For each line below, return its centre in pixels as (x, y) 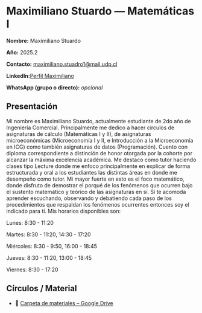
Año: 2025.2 (22, 52)
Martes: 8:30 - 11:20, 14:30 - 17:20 (49, 234)
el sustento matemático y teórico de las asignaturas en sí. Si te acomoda (96, 192)
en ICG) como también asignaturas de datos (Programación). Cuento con (97, 147)
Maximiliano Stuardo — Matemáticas (100, 11)
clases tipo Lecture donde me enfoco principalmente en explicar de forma (98, 166)
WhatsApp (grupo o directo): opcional (55, 87)
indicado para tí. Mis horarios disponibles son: (64, 211)
